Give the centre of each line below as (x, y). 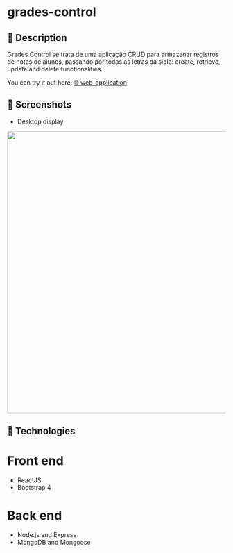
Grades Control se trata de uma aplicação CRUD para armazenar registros (113, 54)
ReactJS (29, 480)
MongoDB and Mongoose (54, 543)
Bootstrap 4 (34, 488)
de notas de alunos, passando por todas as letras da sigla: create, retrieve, (114, 62)
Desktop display (40, 121)
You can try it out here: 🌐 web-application (67, 83)
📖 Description (37, 38)
